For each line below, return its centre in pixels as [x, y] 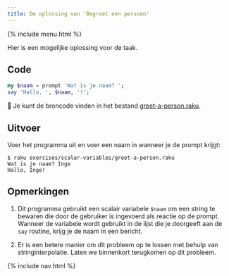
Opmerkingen [38, 192]
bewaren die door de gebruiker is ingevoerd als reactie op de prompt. [118, 216]
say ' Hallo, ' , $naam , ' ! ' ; [49, 92]
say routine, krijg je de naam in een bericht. [80, 231]
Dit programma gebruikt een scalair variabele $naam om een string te [116, 208]
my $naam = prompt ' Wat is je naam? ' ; [66, 86]
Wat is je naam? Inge [39, 164]
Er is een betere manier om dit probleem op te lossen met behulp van [118, 244]
